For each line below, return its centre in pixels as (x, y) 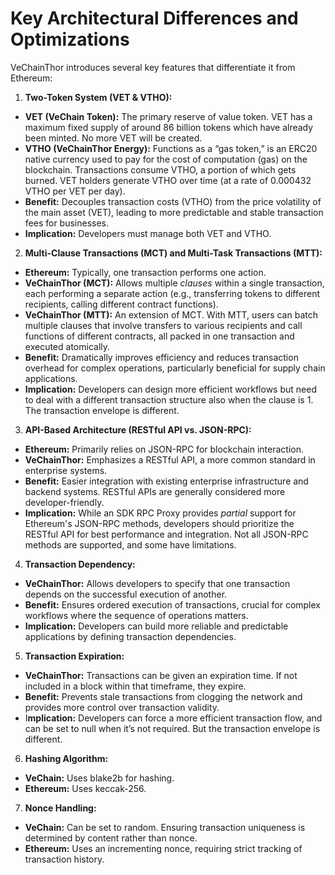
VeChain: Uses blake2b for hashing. (99, 778)
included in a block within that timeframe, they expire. (135, 686)
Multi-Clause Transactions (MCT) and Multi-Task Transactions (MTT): (173, 253)
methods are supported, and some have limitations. (130, 544)
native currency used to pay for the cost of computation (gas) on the (166, 159)
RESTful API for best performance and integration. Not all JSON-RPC (166, 534)
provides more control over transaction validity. (122, 707)
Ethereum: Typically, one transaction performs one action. (145, 272)
